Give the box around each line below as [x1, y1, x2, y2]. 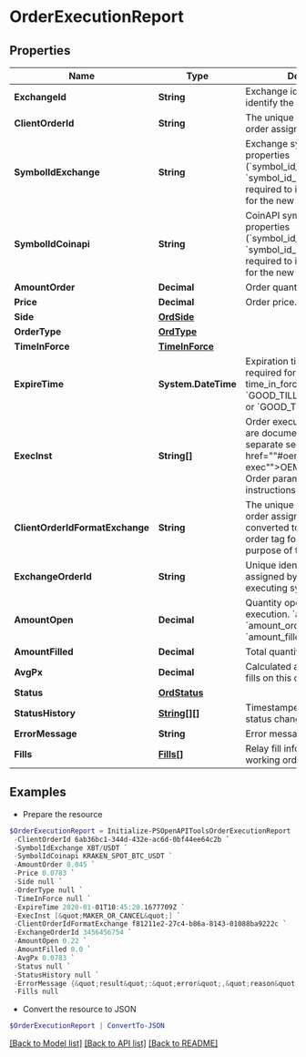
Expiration [245, 355, 289, 367]
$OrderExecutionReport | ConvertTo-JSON [9, 1021, 166, 1031]
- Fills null [13, 987, 59, 997]
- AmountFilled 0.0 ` [13, 945, 92, 954]
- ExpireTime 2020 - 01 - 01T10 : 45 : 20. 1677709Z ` [13, 902, 185, 912]
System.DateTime [158, 378, 237, 390]
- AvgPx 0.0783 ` [13, 953, 76, 962]
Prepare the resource [22, 808, 103, 819]
